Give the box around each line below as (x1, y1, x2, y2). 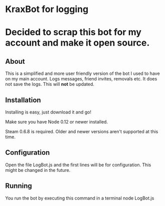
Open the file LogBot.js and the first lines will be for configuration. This (5, 162, 151, 168)
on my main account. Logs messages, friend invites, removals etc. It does (5, 76, 157, 82)
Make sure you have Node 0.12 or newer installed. (5, 119, 108, 125)
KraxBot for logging (5, 4, 89, 15)
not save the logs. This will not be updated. (5, 81, 94, 87)
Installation (5, 95, 41, 104)
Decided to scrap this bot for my (5, 27, 142, 38)
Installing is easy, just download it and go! (5, 109, 92, 115)
